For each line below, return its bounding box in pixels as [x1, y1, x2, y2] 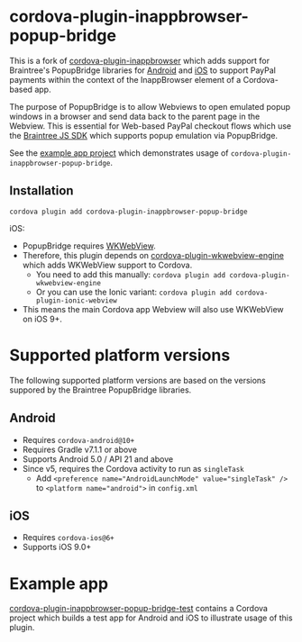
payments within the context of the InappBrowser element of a [9, 74, 242, 85]
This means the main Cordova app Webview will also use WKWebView [22, 303, 284, 314]
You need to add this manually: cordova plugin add [35, 268, 226, 280]
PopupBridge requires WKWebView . [22, 240, 156, 251]
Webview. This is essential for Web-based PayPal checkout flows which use [9, 120, 291, 131]
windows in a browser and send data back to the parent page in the [9, 111, 261, 122]
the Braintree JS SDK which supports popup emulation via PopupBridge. [9, 130, 278, 140]
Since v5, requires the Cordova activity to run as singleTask [22, 463, 245, 474]
